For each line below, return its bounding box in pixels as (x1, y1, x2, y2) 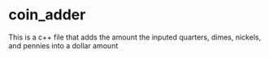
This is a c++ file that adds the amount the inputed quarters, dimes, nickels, (8, 32, 262, 42)
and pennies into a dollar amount (8, 40, 119, 50)
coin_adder (8, 6, 86, 24)
